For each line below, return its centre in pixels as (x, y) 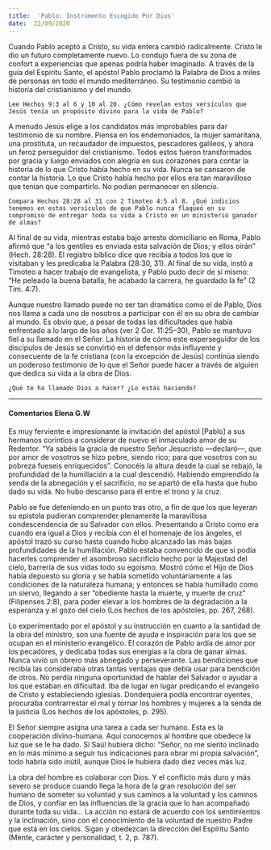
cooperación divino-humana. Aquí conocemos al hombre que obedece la (130, 735)
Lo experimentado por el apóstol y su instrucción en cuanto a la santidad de (134, 625)
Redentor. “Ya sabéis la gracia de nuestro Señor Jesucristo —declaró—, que (135, 448)
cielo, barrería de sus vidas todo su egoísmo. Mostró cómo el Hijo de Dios (131, 567)
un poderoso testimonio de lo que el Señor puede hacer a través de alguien (134, 364)
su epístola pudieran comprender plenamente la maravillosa (108, 515)
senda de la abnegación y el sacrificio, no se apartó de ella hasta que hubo (133, 482)
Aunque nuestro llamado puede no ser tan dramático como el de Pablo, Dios (135, 305)
